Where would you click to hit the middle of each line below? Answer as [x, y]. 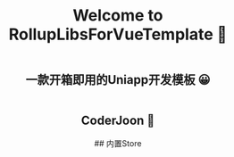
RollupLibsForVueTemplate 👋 [118, 34]
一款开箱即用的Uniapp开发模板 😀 [118, 80]
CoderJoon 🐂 [118, 121]
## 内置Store [118, 143]
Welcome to [118, 16]
